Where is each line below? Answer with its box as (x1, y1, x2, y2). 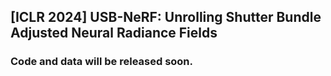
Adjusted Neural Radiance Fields (10, 25, 218, 42)
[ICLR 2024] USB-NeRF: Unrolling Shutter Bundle (10, 9, 322, 26)
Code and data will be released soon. (10, 55, 194, 69)
